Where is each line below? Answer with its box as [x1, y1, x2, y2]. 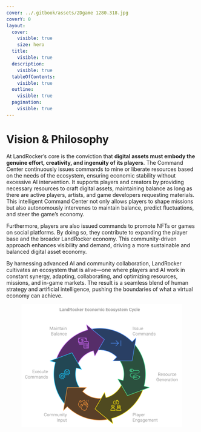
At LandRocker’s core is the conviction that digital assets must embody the [6, 152, 196, 160]
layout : [6, 22, 26, 28]
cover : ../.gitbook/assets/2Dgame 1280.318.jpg [6, 10, 129, 16]
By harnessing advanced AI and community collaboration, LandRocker [6, 259, 182, 267]
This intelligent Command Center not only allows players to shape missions [6, 198, 194, 205]
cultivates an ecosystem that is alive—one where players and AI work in [6, 266, 186, 273]
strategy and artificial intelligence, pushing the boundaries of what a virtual [6, 285, 193, 293]
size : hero [17, 42, 45, 48]
